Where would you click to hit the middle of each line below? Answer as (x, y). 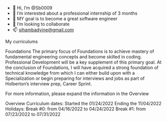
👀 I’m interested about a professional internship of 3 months (75, 13)
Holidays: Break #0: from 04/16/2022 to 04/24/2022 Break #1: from (76, 109)
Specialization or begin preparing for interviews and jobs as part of (75, 78)
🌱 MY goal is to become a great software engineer (65, 19)
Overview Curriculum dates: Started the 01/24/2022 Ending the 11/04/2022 (83, 103)
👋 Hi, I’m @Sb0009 (32, 8)
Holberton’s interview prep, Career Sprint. (49, 84)
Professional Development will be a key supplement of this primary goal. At (83, 62)
